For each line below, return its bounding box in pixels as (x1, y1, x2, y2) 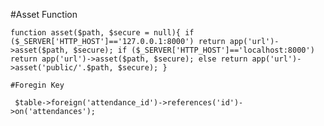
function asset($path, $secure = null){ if (10, 28, 195, 38)
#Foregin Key (10, 80, 65, 90)
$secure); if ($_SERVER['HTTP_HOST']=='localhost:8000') (73, 45, 315, 55)
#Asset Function (10, 9, 78, 20)
